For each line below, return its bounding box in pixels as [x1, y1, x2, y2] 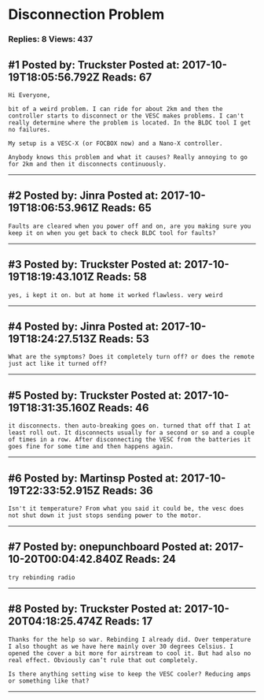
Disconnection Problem [8, 6, 165, 24]
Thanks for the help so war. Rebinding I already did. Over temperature [8, 635, 251, 643]
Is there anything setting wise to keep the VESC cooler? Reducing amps [8, 670, 251, 678]
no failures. [8, 125, 51, 133]
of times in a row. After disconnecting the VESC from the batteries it [8, 436, 251, 444]
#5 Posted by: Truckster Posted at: [8, 389, 182, 402]
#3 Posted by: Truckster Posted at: [8, 258, 182, 271]
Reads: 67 [101, 70, 152, 84]
